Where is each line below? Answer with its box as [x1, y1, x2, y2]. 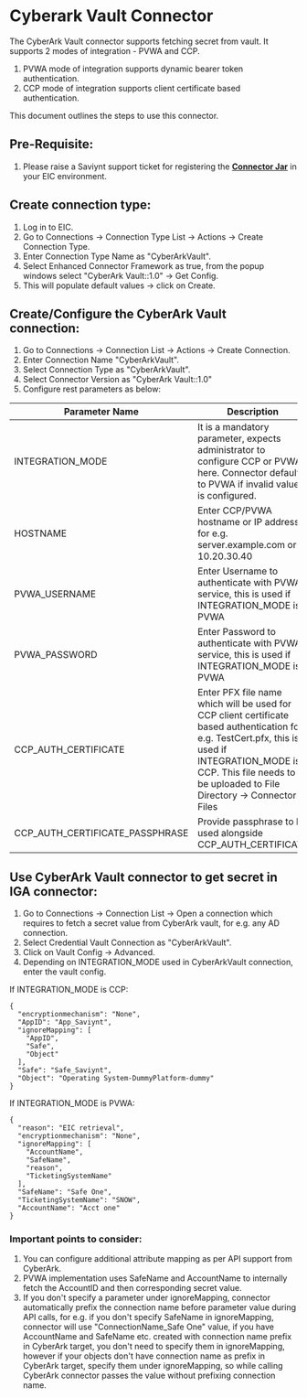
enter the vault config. [22, 966, 107, 977]
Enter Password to [197, 626, 276, 639]
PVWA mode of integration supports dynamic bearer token [22, 63, 244, 74]
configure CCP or [197, 455, 272, 468]
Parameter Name [63, 405, 139, 418]
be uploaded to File [197, 778, 281, 790]
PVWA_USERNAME [14, 587, 97, 600]
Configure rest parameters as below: [22, 383, 162, 394]
